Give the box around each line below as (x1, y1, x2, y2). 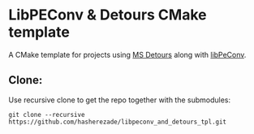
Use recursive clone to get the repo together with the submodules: (8, 95, 231, 105)
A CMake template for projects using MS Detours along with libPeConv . (8, 50, 247, 59)
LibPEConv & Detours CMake (8, 6, 207, 24)
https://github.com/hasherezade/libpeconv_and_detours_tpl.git (8, 118, 227, 126)
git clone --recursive (8, 110, 85, 119)
